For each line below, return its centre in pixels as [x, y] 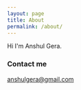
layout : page [26, 13]
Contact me [27, 64]
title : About [26, 20]
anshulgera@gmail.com [40, 79]
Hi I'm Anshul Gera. [34, 46]
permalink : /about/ [35, 26]
